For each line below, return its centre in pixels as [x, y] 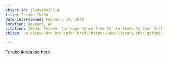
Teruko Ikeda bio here [28, 52]
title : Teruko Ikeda [27, 15]
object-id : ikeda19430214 [32, 10]
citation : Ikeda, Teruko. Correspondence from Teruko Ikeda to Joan [78, 29]
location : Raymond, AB [29, 24]
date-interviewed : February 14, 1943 [45, 19]
